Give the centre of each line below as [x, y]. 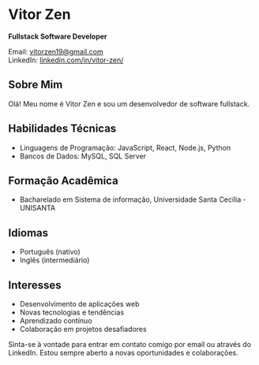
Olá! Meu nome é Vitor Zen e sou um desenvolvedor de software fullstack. [129, 103]
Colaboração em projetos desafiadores [83, 329]
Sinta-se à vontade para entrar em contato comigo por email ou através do [129, 344]
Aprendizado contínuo [56, 320]
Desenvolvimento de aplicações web [79, 304]
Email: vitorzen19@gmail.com [56, 51]
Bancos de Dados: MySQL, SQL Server [83, 156]
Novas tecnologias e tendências [72, 312]
